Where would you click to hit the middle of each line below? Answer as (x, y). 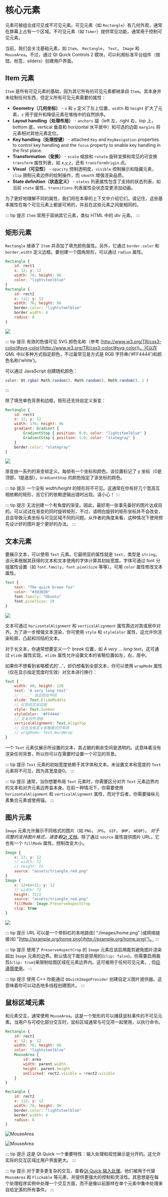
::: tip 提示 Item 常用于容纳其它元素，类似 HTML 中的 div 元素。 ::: (72, 215)
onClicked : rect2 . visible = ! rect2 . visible (69, 1073)
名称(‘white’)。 (24, 360)
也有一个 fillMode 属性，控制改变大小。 (46, 843)
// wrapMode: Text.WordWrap (43, 733)
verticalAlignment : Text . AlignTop (50, 723)
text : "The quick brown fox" (44, 587)
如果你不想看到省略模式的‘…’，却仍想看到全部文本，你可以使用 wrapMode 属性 (84, 666)
